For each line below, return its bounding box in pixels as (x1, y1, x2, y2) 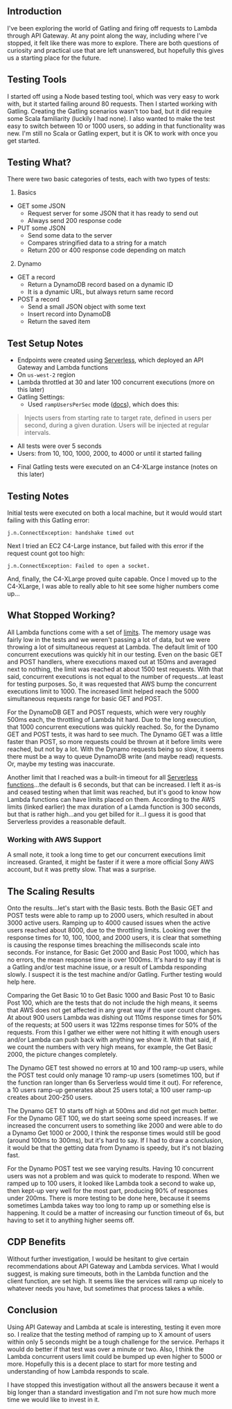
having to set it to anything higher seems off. (7, 1216, 135, 1224)
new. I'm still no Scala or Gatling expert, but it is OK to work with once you (7, 129, 218, 138)
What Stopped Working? (7, 609, 116, 621)
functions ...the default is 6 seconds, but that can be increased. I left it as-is (7, 780, 222, 789)
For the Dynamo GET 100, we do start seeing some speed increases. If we (7, 1114, 218, 1122)
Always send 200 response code (27, 217, 122, 225)
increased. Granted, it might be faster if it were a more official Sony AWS (7, 858, 215, 866)
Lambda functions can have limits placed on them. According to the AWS (7, 795, 216, 803)
